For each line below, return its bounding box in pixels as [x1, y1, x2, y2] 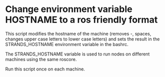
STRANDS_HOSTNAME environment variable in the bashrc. [5, 41, 129, 47]
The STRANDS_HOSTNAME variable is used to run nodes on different [5, 51, 150, 57]
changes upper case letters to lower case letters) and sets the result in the [5, 36, 160, 42]
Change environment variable [5, 3, 133, 15]
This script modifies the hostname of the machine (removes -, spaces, [5, 30, 151, 36]
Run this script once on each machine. [5, 66, 85, 72]
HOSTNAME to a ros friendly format [5, 14, 158, 25]
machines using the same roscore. [5, 56, 77, 62]
